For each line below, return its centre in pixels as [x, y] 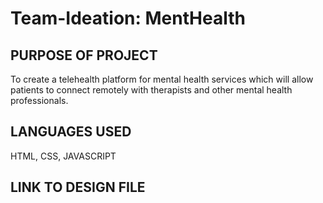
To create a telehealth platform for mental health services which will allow [162, 79]
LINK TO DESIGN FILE [78, 187]
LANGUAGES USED [71, 132]
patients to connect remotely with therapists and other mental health [151, 90]
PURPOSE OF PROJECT [84, 55]
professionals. [39, 100]
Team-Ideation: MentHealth [128, 18]
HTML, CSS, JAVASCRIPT [63, 156]
